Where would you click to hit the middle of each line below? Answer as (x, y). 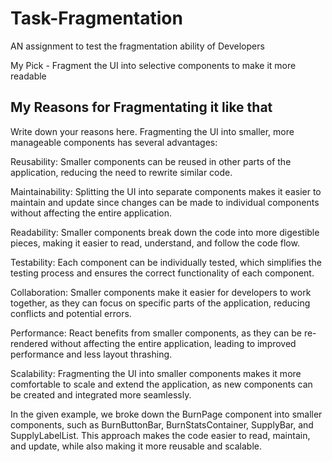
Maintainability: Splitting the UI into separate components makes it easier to (166, 191)
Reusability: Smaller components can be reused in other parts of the (151, 161)
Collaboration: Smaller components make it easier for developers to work (161, 292)
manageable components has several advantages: (114, 142)
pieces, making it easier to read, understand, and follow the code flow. (155, 243)
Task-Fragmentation (96, 18)
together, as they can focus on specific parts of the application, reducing (160, 303)
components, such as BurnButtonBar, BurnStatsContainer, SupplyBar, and (162, 424)
